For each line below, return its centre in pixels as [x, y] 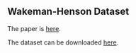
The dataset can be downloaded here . [63, 42]
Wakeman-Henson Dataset [68, 12]
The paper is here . [34, 28]
